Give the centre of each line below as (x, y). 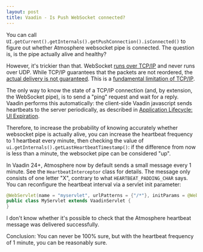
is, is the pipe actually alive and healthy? (56, 54)
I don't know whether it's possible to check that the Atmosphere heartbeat (99, 218)
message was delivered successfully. (53, 225)
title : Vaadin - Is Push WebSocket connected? (66, 18)
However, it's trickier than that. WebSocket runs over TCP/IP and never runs (101, 66)
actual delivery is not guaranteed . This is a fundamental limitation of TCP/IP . (101, 79)
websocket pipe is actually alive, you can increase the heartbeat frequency (100, 134)
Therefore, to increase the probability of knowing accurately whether (92, 128)
